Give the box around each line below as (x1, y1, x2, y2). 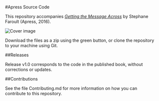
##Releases (5, 52, 29, 58)
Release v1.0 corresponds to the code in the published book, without (5, 62, 143, 67)
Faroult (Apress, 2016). (5, 19, 51, 24)
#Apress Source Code (5, 4, 50, 10)
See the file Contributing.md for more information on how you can (5, 85, 138, 91)
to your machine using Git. (5, 43, 58, 48)
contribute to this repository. (5, 91, 62, 96)
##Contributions (5, 76, 38, 82)
